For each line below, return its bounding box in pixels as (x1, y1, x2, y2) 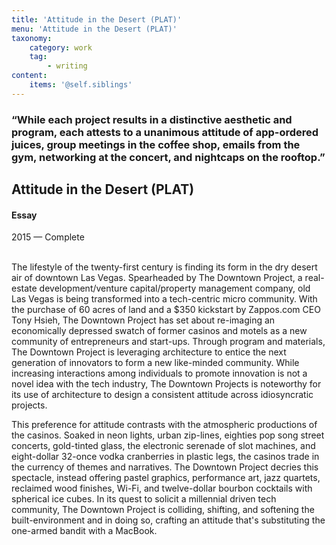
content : (11, 71, 48, 81)
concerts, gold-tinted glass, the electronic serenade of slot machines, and (11, 440, 316, 452)
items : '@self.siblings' (29, 80, 133, 90)
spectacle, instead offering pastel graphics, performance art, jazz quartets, (11, 472, 321, 484)
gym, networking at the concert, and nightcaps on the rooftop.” (11, 150, 326, 164)
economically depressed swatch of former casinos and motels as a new (11, 325, 308, 337)
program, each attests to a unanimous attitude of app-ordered (11, 125, 319, 139)
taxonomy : (11, 33, 53, 43)
